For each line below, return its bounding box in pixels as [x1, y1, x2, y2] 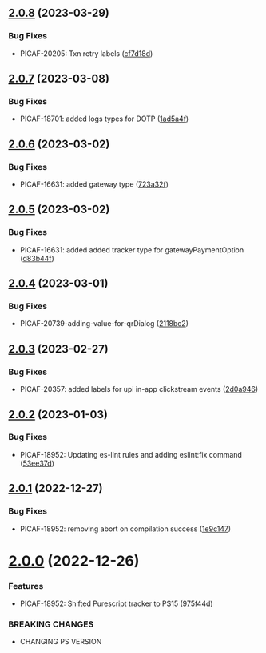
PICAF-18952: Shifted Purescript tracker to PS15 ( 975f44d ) [19, 599, 213, 608]
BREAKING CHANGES [8, 619, 94, 630]
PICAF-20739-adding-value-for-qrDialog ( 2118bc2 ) [19, 319, 189, 329]
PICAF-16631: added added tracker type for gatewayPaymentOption [19, 244, 244, 255]
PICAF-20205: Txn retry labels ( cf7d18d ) [19, 48, 153, 58]
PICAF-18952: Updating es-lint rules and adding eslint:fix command [19, 449, 242, 459]
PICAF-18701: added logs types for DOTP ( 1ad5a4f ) [19, 114, 189, 123]
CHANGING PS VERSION [19, 637, 102, 647]
